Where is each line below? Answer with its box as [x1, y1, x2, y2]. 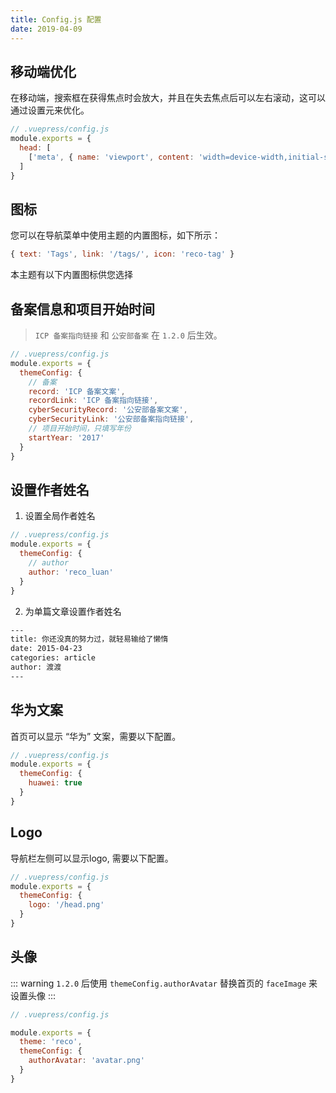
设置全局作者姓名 [24, 510, 96, 522]
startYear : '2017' [28, 432, 105, 443]
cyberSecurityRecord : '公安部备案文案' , [28, 405, 188, 415]
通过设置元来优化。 [10, 104, 90, 116]
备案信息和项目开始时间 [10, 301, 155, 318]
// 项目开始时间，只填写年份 [28, 424, 132, 434]
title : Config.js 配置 [10, 14, 102, 25]
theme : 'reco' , [19, 1037, 83, 1047]
